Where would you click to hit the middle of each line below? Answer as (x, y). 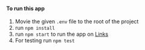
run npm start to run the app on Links (62, 34)
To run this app (26, 8)
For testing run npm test (45, 40)
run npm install (35, 28)
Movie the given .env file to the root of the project (77, 21)
